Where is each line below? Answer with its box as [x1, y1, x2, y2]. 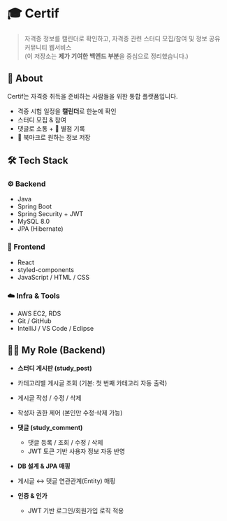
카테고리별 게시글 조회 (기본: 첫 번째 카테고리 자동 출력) [17, 378, 168, 387]
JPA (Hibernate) [17, 224, 64, 233]
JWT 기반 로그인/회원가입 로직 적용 [27, 506, 124, 515]
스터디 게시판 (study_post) [17, 364, 92, 372]
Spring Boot [17, 202, 52, 210]
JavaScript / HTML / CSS [17, 273, 90, 281]
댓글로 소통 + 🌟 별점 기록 [17, 124, 85, 133]
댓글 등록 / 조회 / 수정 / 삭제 [27, 438, 103, 446]
